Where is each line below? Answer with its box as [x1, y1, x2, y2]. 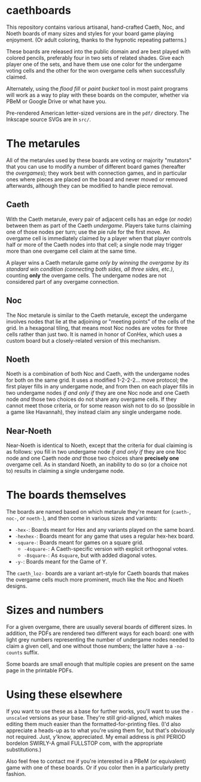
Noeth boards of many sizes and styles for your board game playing [6, 29, 174, 37]
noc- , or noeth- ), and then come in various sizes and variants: [6, 514, 157, 522]
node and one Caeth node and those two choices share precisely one [6, 454, 179, 462]
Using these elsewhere [6, 688, 123, 702]
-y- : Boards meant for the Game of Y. [14, 558, 108, 565]
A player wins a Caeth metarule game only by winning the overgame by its [6, 259, 190, 266]
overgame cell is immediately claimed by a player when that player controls [6, 235, 191, 242]
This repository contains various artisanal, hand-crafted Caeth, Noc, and [6, 23, 185, 31]
